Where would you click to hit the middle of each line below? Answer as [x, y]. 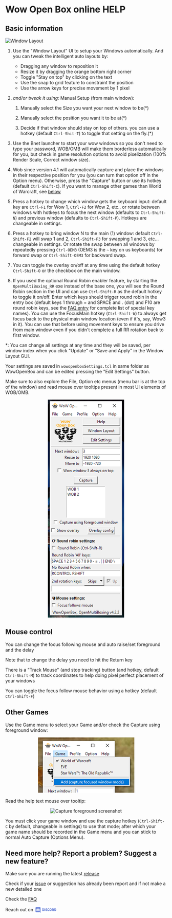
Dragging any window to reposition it [59, 66]
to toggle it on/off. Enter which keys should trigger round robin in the [85, 297]
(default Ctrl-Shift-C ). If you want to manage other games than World [87, 186]
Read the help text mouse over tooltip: [46, 801]
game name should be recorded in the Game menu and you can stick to [81, 832]
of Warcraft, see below [37, 192]
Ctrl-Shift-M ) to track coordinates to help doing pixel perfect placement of [84, 675]
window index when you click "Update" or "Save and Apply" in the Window [84, 350]
